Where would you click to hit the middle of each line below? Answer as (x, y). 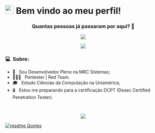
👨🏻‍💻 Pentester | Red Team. (41, 77)
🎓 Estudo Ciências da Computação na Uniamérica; (66, 83)
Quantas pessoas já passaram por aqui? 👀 (83, 26)
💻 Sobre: (17, 59)
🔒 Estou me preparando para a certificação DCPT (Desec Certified (81, 90)
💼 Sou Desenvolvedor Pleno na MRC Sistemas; (61, 72)
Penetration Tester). (33, 97)
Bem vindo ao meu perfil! (68, 11)
